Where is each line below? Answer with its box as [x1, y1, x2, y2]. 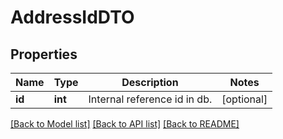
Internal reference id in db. [88, 92, 213, 106]
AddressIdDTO [10, 6, 135, 29]
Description [121, 76, 179, 89]
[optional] [221, 92, 268, 106]
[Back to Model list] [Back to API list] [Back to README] [10, 118, 240, 130]
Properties [10, 46, 78, 63]
